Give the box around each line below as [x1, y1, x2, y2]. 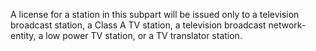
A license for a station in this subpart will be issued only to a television [10, 9, 300, 20]
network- [268, 19, 307, 31]
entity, [10, 30, 37, 41]
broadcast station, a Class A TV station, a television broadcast [10, 19, 267, 31]
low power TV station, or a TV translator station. [45, 30, 243, 41]
